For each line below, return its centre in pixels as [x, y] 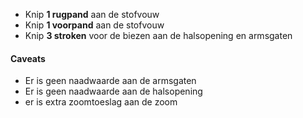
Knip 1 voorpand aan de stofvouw [94, 25]
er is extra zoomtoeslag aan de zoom [101, 102]
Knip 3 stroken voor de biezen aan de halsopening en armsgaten [158, 35]
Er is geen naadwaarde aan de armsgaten [110, 81]
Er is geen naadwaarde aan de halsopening [113, 91]
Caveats [28, 58]
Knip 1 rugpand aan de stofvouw [92, 14]
